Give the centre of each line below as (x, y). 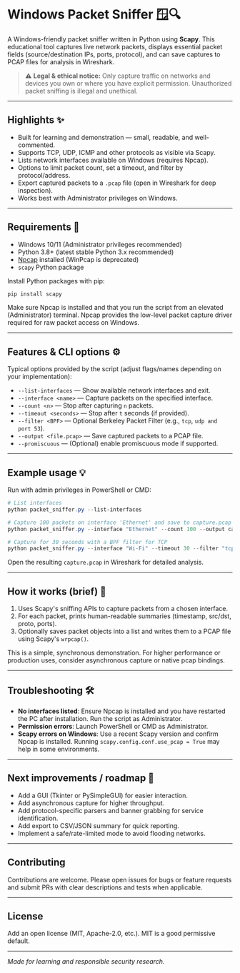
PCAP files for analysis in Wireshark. (61, 61)
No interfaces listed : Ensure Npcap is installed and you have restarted (122, 711)
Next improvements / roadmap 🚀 (81, 778)
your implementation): (40, 377)
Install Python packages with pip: (56, 281)
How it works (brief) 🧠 (57, 591)
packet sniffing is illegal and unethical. (81, 91)
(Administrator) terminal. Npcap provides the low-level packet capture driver (120, 315)
